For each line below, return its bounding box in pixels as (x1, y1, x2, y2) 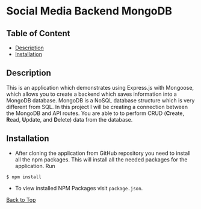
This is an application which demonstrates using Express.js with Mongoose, (6, 84, 194, 91)
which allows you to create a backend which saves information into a (6, 90, 178, 98)
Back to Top (6, 196, 36, 203)
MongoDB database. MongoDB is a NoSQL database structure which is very (6, 96, 195, 104)
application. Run (14, 162, 55, 169)
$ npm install (6, 173, 42, 180)
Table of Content (6, 28, 70, 39)
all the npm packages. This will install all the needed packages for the (14, 155, 188, 163)
